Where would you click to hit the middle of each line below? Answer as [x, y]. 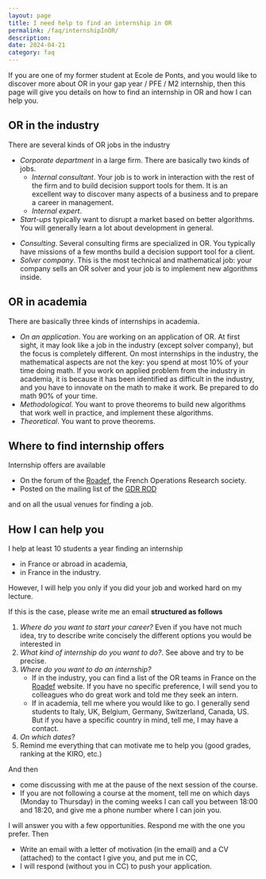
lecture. [21, 597]
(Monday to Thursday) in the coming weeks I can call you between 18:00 [139, 802]
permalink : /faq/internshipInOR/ [64, 30]
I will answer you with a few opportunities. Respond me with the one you [127, 826]
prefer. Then [29, 834]
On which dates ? [47, 737]
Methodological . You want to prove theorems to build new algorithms [133, 404]
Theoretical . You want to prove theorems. [88, 421]
